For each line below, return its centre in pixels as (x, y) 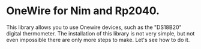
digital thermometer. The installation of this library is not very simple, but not (100, 33)
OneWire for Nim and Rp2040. (83, 11)
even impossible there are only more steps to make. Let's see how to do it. (98, 40)
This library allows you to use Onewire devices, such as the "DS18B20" (94, 27)
